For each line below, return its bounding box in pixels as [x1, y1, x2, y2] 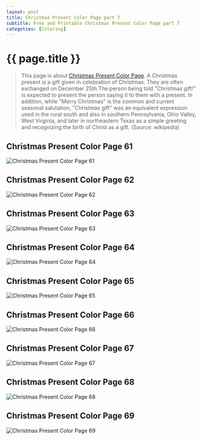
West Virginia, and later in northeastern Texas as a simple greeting [21, 117, 187, 124]
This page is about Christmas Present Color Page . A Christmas [21, 72, 178, 80]
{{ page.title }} [6, 52, 81, 66]
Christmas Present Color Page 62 [6, 175, 135, 185]
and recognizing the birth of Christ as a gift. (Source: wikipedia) [21, 124, 180, 131]
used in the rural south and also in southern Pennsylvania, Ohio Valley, [21, 110, 197, 118]
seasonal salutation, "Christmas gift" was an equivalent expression [21, 104, 187, 112]
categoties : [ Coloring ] [6, 25, 67, 32]
